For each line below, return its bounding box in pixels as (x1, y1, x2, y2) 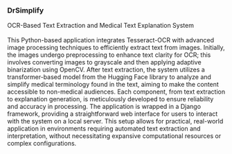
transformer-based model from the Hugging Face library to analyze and (7, 73, 211, 81)
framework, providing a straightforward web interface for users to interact (7, 110, 218, 118)
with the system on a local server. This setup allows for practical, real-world (7, 117, 224, 126)
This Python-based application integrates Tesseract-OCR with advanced (7, 36, 215, 44)
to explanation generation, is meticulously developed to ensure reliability (7, 95, 214, 103)
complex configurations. (7, 139, 77, 148)
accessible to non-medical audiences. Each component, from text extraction (7, 87, 226, 96)
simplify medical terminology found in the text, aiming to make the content (7, 80, 220, 89)
